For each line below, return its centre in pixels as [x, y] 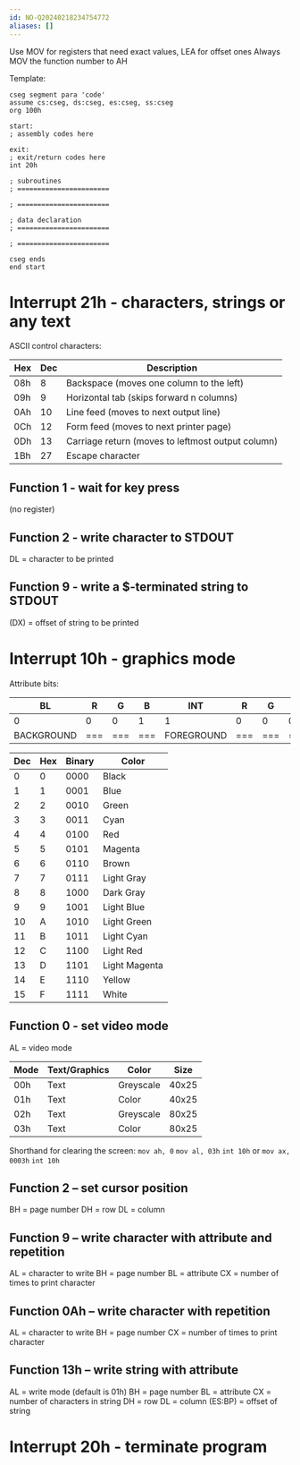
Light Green [127, 921]
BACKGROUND [46, 735]
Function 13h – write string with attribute [124, 1370]
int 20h [24, 165]
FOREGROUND [196, 735]
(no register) [32, 509]
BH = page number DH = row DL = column [87, 1210]
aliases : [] [31, 26]
